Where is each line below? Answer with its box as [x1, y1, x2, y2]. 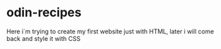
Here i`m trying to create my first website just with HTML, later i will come [6, 27, 214, 35]
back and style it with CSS [6, 34, 81, 42]
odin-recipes [6, 5, 82, 20]
